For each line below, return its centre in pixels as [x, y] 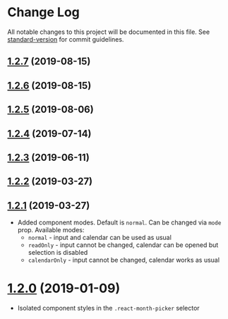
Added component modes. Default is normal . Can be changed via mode [119, 222]
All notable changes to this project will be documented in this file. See [109, 32]
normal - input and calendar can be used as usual [100, 238]
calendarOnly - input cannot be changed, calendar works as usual [124, 260]
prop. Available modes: [51, 230]
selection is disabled [58, 253]
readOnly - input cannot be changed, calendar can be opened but [123, 245]
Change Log [43, 12]
